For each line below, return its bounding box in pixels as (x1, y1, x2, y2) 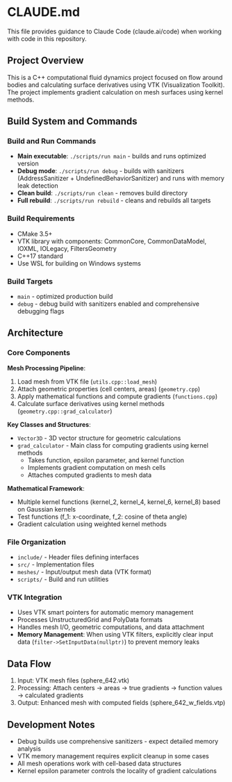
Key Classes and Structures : (7, 420, 92, 428)
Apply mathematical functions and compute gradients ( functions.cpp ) (17, 392, 217, 400)
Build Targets (7, 276, 53, 286)
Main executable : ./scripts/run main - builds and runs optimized (17, 152, 206, 161)
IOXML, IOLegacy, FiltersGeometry (17, 244, 117, 252)
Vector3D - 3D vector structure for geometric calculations (17, 434, 181, 442)
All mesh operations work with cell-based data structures (17, 759, 182, 767)
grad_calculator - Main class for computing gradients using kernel (17, 441, 208, 449)
